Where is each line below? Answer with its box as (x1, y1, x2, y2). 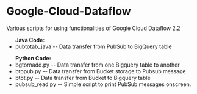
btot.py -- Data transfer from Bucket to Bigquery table (15, 74, 151, 81)
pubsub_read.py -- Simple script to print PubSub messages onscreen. (15, 81, 192, 88)
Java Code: (15, 36, 45, 43)
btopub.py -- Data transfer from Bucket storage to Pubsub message (15, 67, 186, 74)
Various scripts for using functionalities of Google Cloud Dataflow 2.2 (6, 24, 181, 32)
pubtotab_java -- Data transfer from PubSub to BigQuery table (15, 43, 172, 50)
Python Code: (15, 54, 51, 62)
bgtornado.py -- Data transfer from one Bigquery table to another (15, 61, 180, 68)
